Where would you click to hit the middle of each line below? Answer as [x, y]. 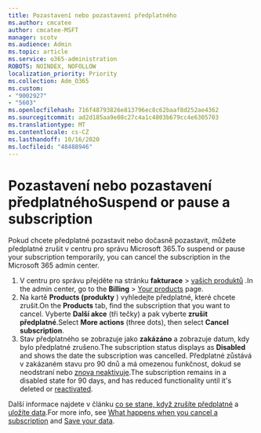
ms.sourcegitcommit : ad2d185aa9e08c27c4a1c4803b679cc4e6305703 [114, 118]
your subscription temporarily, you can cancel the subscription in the [119, 257]
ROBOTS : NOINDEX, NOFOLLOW [52, 67]
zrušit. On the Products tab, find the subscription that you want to [125, 306]
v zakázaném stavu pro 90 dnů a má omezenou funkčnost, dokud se [130, 364]
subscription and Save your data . [62, 421]
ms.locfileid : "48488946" [50, 147]
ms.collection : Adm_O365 [49, 81]
